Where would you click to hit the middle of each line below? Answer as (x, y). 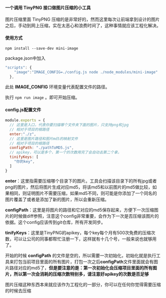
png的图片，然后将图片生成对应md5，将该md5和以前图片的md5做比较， (79, 187)
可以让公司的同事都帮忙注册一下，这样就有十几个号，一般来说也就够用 (85, 239)
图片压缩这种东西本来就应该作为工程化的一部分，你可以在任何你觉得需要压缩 (83, 284)
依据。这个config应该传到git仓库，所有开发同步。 (55, 222)
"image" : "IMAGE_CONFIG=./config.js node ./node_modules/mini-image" (86, 72)
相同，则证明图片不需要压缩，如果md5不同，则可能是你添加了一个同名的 (83, 193)
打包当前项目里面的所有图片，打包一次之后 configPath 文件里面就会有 (84, 261)
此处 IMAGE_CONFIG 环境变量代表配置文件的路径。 (58, 87)
